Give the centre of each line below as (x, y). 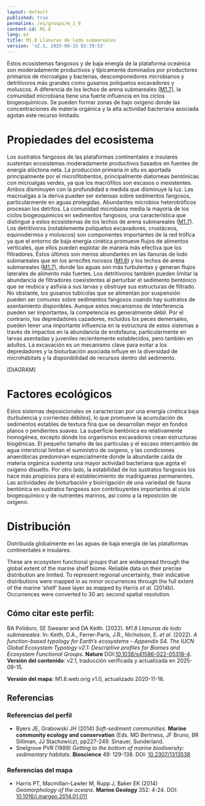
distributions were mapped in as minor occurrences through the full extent (100, 581)
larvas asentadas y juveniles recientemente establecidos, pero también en (100, 338)
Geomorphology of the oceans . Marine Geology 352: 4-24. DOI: (97, 790)
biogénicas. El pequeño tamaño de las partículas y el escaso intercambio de (103, 444)
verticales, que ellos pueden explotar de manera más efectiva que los (94, 247)
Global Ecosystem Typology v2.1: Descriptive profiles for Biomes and (94, 647)
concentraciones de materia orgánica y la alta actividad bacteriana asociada (103, 109)
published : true (27, 18)
